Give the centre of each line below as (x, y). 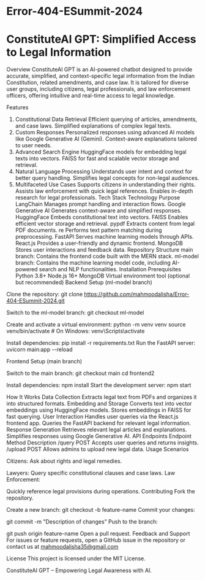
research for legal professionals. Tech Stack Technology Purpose (98, 198)
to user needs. (33, 145)
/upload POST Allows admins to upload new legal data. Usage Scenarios (98, 449)
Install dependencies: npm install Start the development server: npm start (99, 385)
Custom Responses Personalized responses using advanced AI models (105, 133)
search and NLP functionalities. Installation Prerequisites (110, 269)
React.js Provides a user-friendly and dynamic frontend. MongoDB (99, 243)
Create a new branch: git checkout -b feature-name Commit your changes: (101, 510)
